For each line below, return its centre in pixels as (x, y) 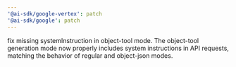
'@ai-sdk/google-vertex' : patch (55, 14)
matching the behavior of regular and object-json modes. (90, 55)
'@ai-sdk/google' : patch (44, 20)
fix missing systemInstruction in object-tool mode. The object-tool (103, 40)
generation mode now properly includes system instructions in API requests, (118, 48)
